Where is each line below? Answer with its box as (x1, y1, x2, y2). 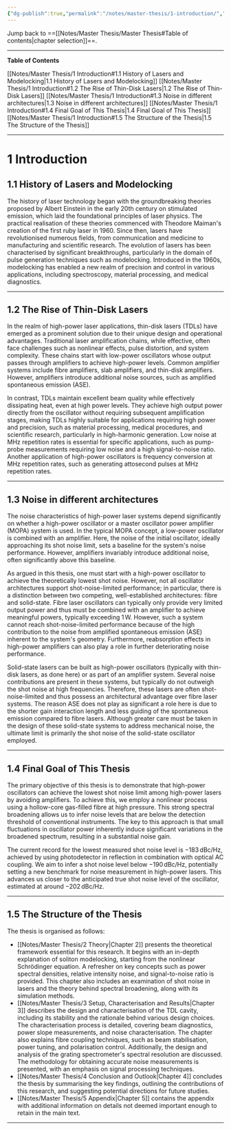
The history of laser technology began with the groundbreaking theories (7, 197, 212, 205)
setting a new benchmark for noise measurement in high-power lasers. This (7, 867, 222, 876)
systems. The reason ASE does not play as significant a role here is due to (7, 700, 217, 708)
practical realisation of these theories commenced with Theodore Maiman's (7, 218, 222, 227)
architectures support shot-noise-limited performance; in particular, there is (7, 584, 222, 593)
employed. (7, 737, 37, 745)
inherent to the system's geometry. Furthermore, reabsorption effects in (7, 635, 211, 644)
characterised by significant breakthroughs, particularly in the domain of (7, 248, 212, 256)
